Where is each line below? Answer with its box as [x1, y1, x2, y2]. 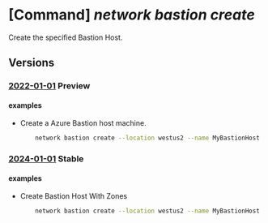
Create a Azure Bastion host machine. [19, 118, 147, 128]
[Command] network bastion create [8, 6, 255, 24]
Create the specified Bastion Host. [8, 32, 123, 42]
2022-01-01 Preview [8, 80, 91, 92]
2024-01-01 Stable [8, 153, 84, 165]
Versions [8, 56, 55, 70]
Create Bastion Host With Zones [19, 191, 128, 201]
